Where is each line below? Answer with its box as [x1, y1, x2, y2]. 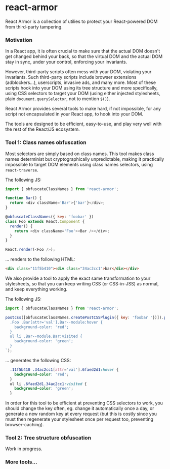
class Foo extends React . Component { [5, 219, 85, 224]
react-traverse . [5, 167, 39, 173]
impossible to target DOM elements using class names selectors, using [5, 161, 153, 167]
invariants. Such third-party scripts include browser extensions [5, 74, 137, 80]
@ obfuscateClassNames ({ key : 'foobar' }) [5, 214, 94, 220]
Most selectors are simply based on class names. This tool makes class [5, 151, 154, 157]
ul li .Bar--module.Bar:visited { [10, 334, 82, 339]
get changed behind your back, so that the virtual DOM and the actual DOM [5, 53, 163, 60]
